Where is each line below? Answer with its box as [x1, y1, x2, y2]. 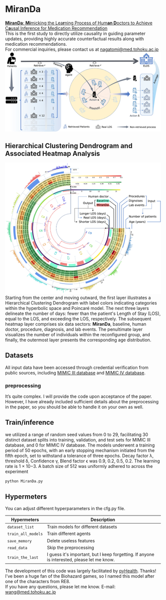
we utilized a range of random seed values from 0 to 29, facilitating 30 [5, 431, 148, 438]
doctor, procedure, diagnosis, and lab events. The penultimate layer [5, 326, 143, 332]
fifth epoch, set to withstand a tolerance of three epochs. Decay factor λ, [5, 452, 154, 458]
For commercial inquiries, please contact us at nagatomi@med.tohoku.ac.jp [5, 46, 159, 52]
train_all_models [7, 531, 43, 537]
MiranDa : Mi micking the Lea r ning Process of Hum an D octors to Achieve [5, 20, 153, 26]
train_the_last [7, 555, 39, 560]
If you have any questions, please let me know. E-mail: [5, 584, 116, 590]
